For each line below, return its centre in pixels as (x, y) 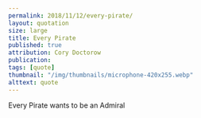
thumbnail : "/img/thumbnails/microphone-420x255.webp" (101, 75)
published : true (35, 45)
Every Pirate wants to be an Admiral (67, 105)
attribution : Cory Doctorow (55, 53)
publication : (30, 61)
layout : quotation (39, 23)
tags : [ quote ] (32, 68)
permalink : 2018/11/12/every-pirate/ (71, 16)
